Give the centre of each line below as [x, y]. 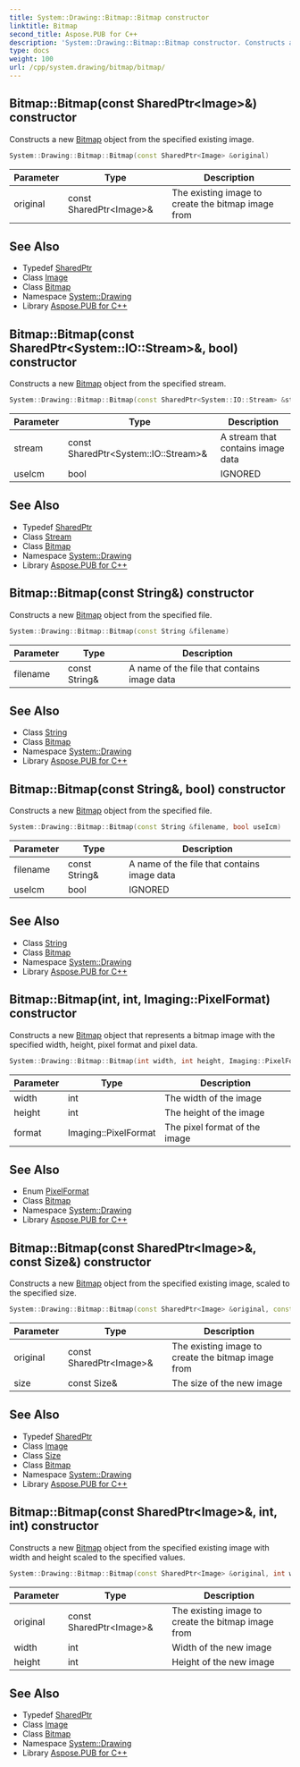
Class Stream [47, 537]
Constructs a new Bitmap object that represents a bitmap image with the [142, 1035]
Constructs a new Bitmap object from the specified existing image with [139, 1547]
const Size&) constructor [80, 1262]
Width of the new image [222, 1647]
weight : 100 [31, 59]
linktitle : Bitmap [43, 26]
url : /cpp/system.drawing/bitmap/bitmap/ [87, 68]
